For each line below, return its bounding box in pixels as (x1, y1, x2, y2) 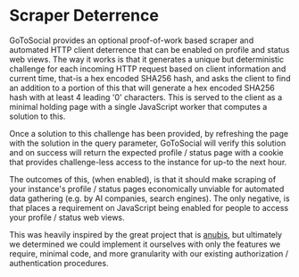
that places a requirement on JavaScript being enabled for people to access (9, 202, 288, 213)
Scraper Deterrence (9, 5, 159, 26)
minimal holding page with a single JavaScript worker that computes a (9, 101, 268, 112)
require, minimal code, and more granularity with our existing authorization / (9, 248, 288, 259)
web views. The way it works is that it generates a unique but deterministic (9, 54, 284, 64)
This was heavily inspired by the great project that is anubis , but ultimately (9, 229, 283, 239)
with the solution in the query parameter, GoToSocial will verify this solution (9, 138, 287, 148)
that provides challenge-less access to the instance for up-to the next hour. (9, 156, 287, 167)
